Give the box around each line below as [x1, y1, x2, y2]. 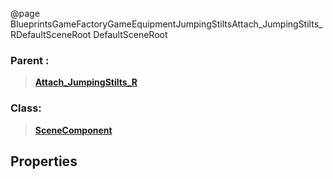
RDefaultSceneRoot [10, 29, 92, 40]
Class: [10, 101, 42, 115]
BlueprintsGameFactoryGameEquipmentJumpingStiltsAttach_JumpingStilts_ [10, 18, 323, 30]
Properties [10, 153, 78, 170]
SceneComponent [34, 124, 113, 136]
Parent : [10, 53, 50, 67]
